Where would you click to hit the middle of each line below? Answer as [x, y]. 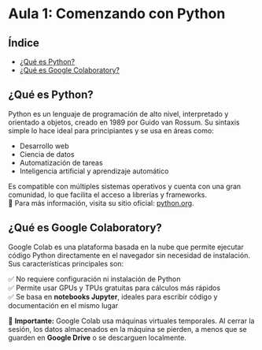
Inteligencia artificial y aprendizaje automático [94, 171]
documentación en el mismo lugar [63, 305]
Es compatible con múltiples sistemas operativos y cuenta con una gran [125, 186]
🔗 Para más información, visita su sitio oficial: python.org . [101, 203]
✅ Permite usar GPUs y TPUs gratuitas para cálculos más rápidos [114, 288]
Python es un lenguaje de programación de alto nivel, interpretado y [118, 114]
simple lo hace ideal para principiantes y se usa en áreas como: [111, 130]
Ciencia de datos [47, 154]
